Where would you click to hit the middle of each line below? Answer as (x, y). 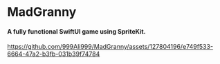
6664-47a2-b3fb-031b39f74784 (54, 54)
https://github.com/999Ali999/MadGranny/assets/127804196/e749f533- (110, 47)
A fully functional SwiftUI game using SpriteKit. (77, 31)
